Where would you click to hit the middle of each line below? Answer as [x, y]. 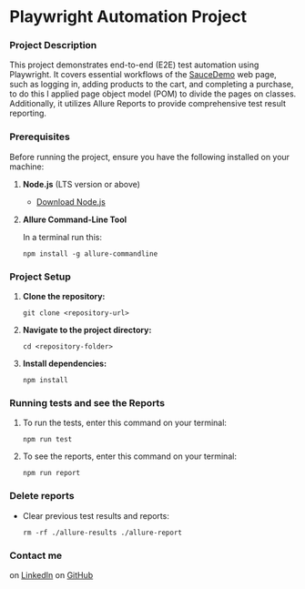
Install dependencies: [65, 364]
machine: [27, 167]
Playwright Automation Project [128, 17]
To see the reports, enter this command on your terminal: [129, 456]
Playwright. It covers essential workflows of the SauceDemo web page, [143, 75]
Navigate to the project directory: [87, 330]
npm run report [51, 473]
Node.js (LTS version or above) [81, 184]
